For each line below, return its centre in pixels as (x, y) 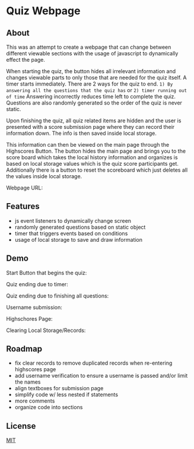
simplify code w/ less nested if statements (66, 395)
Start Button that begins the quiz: (47, 273)
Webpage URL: (25, 188)
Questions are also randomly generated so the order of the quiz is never (94, 103)
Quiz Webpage (43, 11)
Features (23, 206)
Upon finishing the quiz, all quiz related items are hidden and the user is (94, 121)
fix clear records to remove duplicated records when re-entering (93, 363)
